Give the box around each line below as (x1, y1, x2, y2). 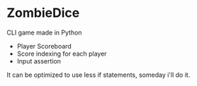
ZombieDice (6, 5, 80, 21)
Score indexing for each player (16, 49, 107, 58)
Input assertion (16, 56, 62, 65)
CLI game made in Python (6, 28, 82, 37)
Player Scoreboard (16, 42, 72, 50)
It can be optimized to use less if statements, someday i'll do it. (6, 70, 191, 79)
